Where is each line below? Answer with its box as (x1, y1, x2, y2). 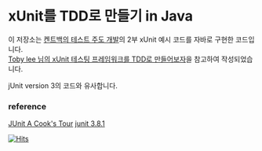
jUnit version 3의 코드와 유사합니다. (8, 80, 118, 90)
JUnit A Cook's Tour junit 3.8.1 (8, 119, 105, 128)
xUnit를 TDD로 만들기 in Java (8, 7, 194, 25)
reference (8, 101, 47, 112)
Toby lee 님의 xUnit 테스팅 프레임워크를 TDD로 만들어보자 (8, 54, 187, 64)
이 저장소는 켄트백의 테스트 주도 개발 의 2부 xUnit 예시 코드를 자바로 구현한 (8, 35, 234, 44)
